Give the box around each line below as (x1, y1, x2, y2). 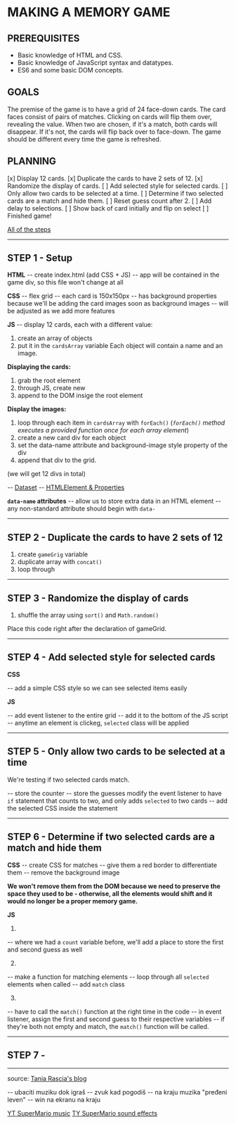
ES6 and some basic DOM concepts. (17, 66, 124, 74)
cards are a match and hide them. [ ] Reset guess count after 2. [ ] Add (7, 196, 212, 205)
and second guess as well (7, 945, 83, 954)
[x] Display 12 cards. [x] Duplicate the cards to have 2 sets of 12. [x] (7, 174, 203, 182)
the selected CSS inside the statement (7, 804, 118, 812)
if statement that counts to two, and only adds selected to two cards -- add (7, 797, 228, 805)
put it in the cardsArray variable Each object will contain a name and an (17, 342, 223, 350)
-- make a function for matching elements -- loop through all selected (7, 973, 209, 981)
